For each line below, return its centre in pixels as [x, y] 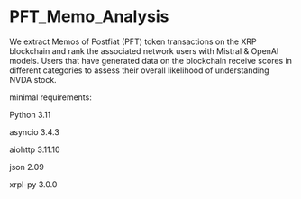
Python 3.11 [30, 114]
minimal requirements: [50, 97]
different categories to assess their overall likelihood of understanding [139, 70]
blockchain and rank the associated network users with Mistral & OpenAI [144, 50]
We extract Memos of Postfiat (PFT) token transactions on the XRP [133, 41]
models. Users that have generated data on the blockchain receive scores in [151, 60]
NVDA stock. [33, 79]
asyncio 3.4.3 [35, 131]
